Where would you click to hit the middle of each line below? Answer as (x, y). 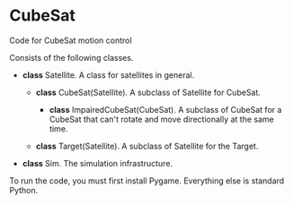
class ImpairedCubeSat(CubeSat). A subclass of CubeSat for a (165, 109)
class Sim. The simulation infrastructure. (98, 163)
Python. (24, 190)
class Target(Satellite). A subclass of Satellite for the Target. (147, 146)
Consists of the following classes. (71, 57)
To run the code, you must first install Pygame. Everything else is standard (147, 181)
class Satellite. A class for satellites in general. (108, 75)
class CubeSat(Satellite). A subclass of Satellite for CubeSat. (148, 92)
